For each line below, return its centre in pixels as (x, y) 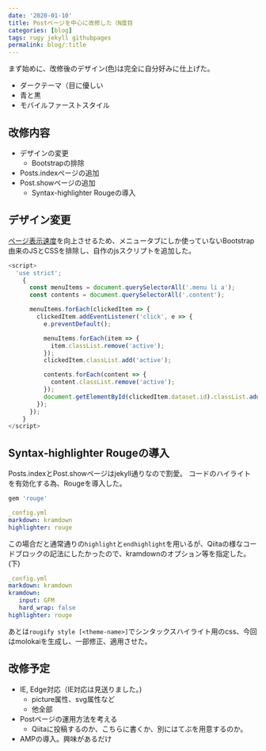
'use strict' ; (38, 273)
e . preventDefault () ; (77, 324)
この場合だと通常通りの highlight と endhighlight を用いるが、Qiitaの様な (126, 543)
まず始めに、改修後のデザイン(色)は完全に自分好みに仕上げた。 (111, 69)
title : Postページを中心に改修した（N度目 (71, 23)
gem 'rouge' (28, 499)
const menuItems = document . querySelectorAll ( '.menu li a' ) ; (132, 288)
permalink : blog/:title (47, 45)
